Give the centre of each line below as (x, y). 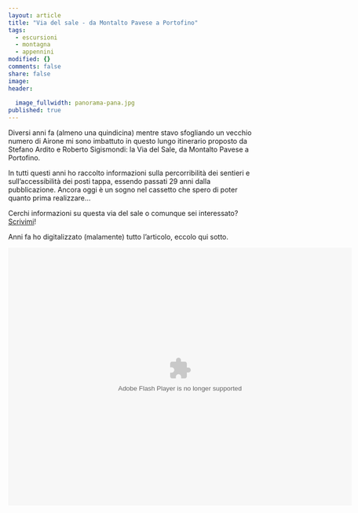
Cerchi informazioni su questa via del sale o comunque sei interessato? (123, 213)
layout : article (35, 15)
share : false (29, 74)
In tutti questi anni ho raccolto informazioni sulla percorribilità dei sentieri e (129, 173)
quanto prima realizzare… (49, 198)
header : (21, 88)
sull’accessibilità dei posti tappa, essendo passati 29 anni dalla (110, 181)
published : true (35, 111)
